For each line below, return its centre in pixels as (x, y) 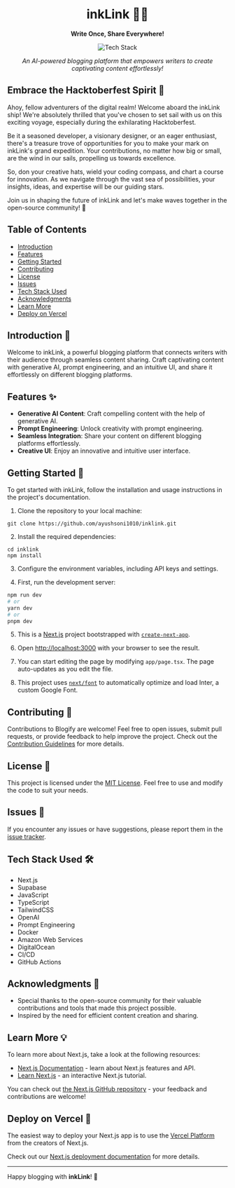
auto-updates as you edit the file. (65, 669)
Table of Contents (47, 230)
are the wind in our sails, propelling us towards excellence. (92, 158)
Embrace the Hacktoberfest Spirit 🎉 (86, 90)
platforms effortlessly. (49, 444)
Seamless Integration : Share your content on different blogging (109, 436)
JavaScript (33, 895)
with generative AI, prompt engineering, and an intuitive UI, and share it (110, 367)
